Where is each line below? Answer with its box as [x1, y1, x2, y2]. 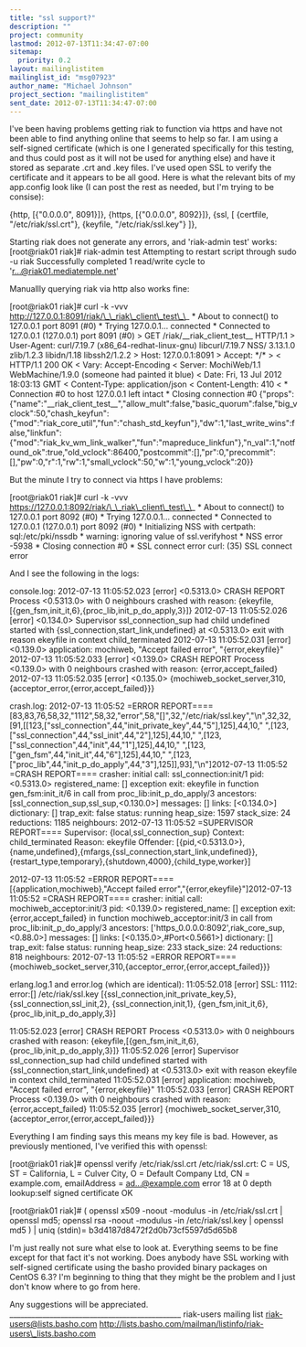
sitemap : [9, 48, 43, 57]
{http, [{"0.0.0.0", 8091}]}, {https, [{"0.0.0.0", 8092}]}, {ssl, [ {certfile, [9, 209, 269, 220]
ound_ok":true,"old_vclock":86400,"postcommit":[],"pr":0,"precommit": [9, 447, 276, 458]
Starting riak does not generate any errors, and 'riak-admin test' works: [9, 237, 278, 248]
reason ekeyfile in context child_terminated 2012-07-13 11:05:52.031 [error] [9, 635, 291, 646]
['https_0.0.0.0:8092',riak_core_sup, [150, 923, 285, 934]
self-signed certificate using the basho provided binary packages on [9, 1262, 268, 1273]
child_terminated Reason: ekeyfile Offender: [9, 837, 175, 848]
